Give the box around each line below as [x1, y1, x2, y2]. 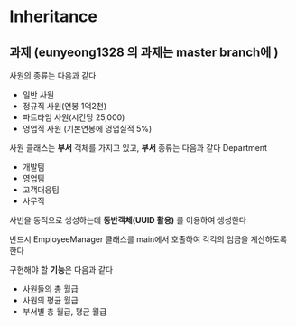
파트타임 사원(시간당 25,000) [22, 112, 125, 123]
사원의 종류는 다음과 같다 [9, 70, 97, 80]
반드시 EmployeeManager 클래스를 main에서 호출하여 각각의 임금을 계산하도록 [9, 234, 287, 245]
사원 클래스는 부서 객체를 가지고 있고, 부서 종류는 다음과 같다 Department [9, 143, 268, 153]
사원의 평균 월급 [22, 295, 79, 305]
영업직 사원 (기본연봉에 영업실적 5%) [22, 124, 153, 134]
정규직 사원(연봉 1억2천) [22, 101, 107, 111]
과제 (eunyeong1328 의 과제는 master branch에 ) [9, 44, 279, 60]
